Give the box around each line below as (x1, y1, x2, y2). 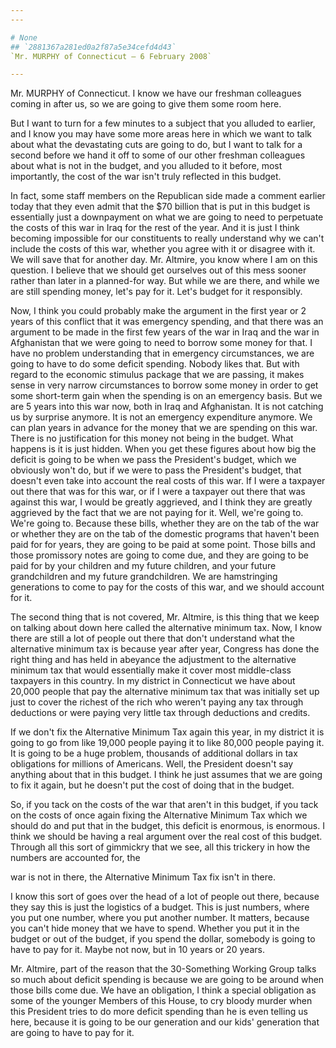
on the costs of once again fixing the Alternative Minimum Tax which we (10, 809, 308, 821)
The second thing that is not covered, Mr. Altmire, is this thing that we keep (10, 611, 320, 623)
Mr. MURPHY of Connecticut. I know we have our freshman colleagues (10, 87, 302, 100)
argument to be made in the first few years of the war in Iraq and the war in (10, 326, 320, 338)
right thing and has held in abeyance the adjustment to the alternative (10, 654, 297, 666)
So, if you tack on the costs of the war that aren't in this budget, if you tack (10, 799, 319, 811)
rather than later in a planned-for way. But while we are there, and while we (10, 275, 320, 287)
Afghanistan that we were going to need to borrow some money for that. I (10, 337, 313, 349)
